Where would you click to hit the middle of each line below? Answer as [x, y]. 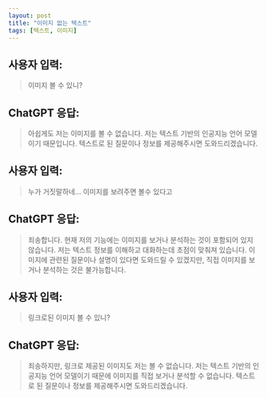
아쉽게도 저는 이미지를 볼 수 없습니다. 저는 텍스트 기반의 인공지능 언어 [135, 133]
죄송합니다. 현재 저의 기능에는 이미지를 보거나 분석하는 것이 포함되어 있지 [140, 240]
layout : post [30, 16]
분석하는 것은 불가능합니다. [84, 269]
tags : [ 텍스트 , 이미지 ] [43, 30]
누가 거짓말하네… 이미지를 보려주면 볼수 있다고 [100, 191]
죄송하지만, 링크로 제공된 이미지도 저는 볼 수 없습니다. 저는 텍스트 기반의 [139, 366]
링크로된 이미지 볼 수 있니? [69, 318]
